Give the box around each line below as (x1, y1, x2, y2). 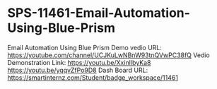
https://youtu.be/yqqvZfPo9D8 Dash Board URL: (7, 66, 148, 74)
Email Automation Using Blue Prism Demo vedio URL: (7, 43, 163, 52)
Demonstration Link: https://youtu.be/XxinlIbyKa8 (7, 58, 151, 66)
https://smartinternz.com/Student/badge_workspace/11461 (7, 73, 179, 82)
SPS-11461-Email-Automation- (7, 5, 191, 21)
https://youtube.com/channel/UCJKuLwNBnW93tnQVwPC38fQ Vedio (7, 51, 210, 59)
